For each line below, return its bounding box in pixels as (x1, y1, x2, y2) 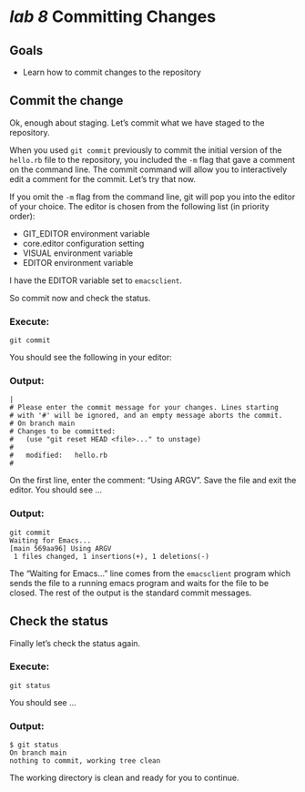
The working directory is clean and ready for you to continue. (9, 772, 239, 784)
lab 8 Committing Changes (9, 6, 217, 27)
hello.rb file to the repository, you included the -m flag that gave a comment (9, 154, 296, 165)
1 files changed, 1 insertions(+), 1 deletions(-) (13, 552, 209, 561)
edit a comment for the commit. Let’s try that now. (9, 173, 197, 184)
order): (9, 210, 36, 221)
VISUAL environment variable (22, 248, 134, 259)
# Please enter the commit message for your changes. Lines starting (9, 403, 280, 412)
